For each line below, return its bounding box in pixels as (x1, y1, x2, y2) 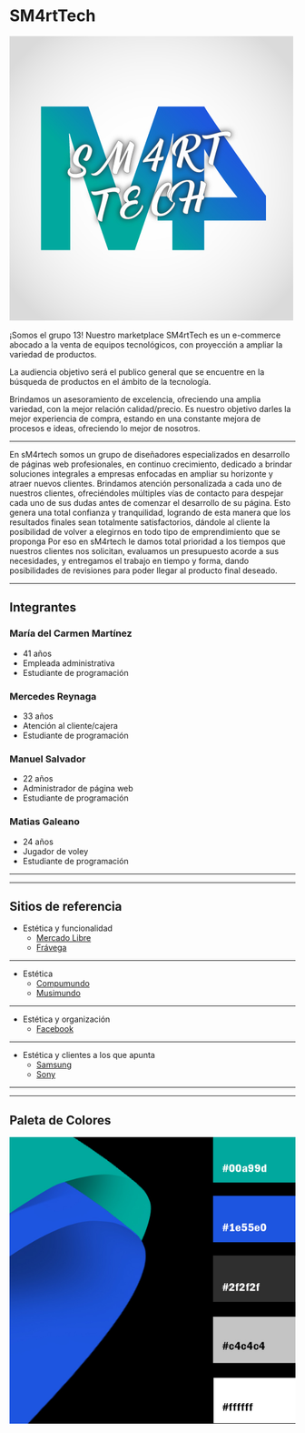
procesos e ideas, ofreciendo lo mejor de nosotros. (9, 422, 202, 433)
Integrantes (9, 600, 77, 615)
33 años (22, 711, 54, 722)
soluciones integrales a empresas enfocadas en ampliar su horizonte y (9, 468, 274, 479)
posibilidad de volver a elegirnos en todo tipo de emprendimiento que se (9, 526, 280, 537)
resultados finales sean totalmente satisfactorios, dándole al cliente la (9, 516, 271, 528)
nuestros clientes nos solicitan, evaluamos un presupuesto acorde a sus (9, 545, 280, 556)
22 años (22, 773, 54, 784)
